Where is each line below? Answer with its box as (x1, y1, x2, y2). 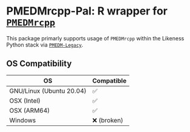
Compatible (92, 77, 127, 85)
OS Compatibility (6, 58, 72, 69)
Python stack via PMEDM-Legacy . (6, 41, 84, 48)
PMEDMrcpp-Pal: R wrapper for (6, 4, 168, 18)
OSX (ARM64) (9, 106, 50, 115)
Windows (9, 116, 36, 124)
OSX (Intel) (9, 96, 41, 105)
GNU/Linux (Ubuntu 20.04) (9, 86, 87, 95)
